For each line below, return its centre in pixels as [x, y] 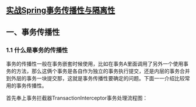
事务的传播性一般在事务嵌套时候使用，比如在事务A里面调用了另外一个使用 [95, 64]
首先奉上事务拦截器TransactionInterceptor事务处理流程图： [77, 98]
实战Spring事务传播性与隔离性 [61, 10]
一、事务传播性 [33, 32]
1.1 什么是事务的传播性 [37, 50]
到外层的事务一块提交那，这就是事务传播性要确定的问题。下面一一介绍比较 [95, 79]
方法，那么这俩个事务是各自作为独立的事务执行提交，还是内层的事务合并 [103, 71]
